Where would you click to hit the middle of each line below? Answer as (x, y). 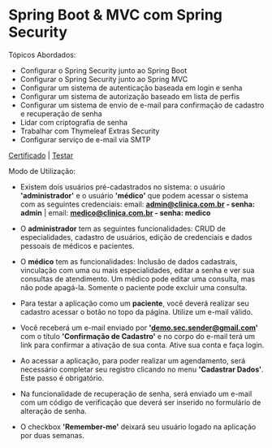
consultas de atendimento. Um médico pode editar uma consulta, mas (138, 279)
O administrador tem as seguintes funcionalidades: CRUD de (123, 228)
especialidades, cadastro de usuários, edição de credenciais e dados (136, 237)
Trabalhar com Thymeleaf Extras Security (90, 131)
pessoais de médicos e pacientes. (77, 246)
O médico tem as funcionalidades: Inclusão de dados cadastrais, (129, 261)
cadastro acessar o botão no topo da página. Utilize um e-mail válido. (136, 311)
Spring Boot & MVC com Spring (116, 15)
